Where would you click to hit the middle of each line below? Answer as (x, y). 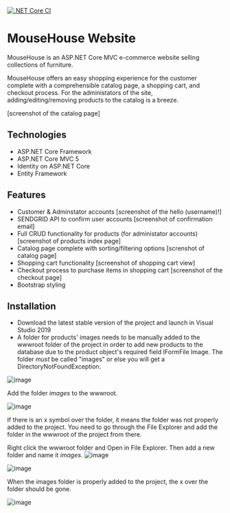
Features (26, 195)
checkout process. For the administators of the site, (80, 92)
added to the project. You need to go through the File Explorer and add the (113, 427)
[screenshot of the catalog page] (54, 113)
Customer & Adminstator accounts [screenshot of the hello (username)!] (119, 211)
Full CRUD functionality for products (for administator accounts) (107, 233)
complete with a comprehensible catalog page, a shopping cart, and (104, 85)
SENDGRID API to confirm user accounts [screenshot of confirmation (115, 219)
